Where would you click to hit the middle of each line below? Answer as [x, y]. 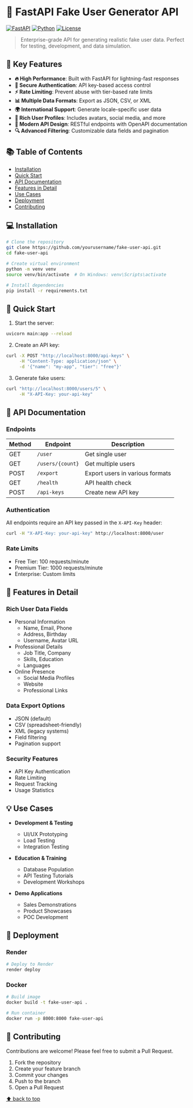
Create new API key [112, 493]
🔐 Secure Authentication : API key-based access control [83, 85]
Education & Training [40, 858]
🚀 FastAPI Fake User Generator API [92, 12]
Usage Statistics [34, 790]
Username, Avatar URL [51, 641]
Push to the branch [38, 1081]
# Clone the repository [35, 242]
